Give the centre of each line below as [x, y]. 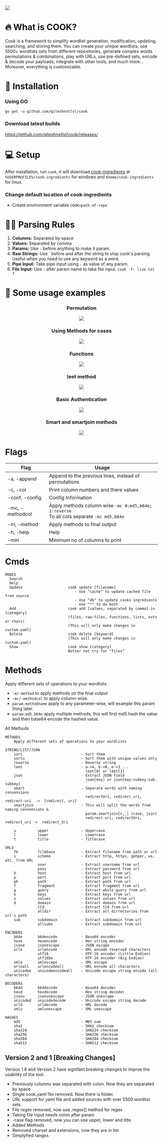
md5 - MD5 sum [57, 1022]
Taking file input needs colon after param [53, 1115]
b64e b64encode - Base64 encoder [65, 937]
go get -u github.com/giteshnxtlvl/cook [47, 112]
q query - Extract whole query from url [80, 890]
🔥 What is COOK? [41, 27]
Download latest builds [33, 124]
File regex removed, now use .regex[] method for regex [67, 1110]
